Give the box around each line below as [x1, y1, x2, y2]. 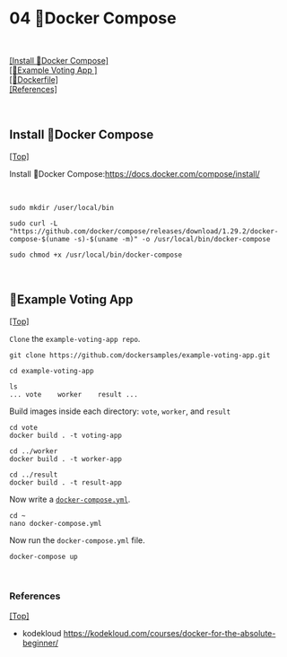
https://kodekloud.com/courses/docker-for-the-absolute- [63, 627, 276, 638]
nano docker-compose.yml [9, 519, 102, 528]
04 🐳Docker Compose [9, 8, 177, 29]
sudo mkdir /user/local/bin [9, 203, 115, 212]
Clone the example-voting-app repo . [9, 333, 141, 344]
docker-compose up [9, 552, 78, 561]
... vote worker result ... [9, 390, 139, 399]
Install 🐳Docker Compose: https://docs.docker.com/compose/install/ [9, 168, 260, 179]
